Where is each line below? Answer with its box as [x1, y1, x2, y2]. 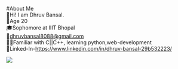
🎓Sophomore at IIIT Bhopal [6, 24, 75, 31]
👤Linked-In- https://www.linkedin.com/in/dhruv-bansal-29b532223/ [6, 45, 172, 52]
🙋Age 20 [6, 18, 28, 24]
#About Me [6, 5, 34, 12]
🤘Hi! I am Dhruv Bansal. [6, 11, 65, 18]
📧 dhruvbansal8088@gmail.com [6, 32, 84, 40]
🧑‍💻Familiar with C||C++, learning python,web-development [6, 39, 152, 46]
